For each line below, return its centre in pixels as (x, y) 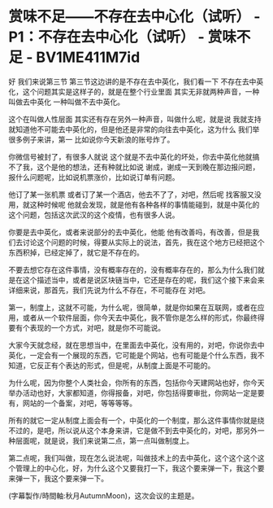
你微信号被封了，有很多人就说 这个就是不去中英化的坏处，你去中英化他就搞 (134, 156)
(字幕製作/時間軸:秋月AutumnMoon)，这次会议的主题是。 (104, 495)
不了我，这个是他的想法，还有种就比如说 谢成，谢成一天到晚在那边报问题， (134, 167)
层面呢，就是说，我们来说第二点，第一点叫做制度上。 (104, 440)
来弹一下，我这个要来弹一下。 (58, 478)
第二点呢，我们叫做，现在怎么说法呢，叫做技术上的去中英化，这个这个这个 (133, 458)
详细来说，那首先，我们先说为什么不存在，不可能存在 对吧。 (109, 290)
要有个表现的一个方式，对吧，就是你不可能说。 (87, 327)
